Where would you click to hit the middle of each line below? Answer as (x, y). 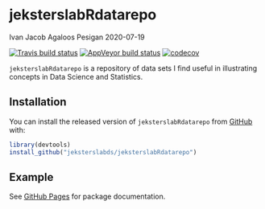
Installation (38, 102)
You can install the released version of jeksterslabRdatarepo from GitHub (131, 121)
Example (31, 177)
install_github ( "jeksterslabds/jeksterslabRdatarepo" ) (103, 152)
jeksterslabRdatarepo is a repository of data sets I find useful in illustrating (133, 68)
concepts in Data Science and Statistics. (76, 76)
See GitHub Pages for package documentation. (87, 197)
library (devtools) (40, 145)
